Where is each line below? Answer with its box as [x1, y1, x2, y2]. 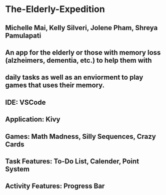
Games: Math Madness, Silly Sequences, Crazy [5, 132, 156, 141]
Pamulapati [5, 31, 41, 40]
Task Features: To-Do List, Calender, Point [5, 157, 139, 165]
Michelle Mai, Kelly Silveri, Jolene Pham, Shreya [5, 24, 158, 32]
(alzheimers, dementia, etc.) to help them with [5, 56, 152, 65]
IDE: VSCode [5, 98, 46, 106]
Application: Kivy [5, 115, 60, 124]
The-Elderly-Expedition [5, 4, 105, 15]
